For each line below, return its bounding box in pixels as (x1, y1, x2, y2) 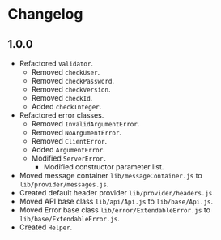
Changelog (7, 5, 83, 24)
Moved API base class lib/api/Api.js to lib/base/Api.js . (19, 196, 214, 206)
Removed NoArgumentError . (31, 127, 122, 137)
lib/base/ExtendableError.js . (19, 214, 121, 223)
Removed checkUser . (31, 67, 100, 77)
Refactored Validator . (19, 58, 94, 68)
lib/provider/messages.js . (19, 179, 109, 189)
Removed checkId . (31, 93, 93, 102)
